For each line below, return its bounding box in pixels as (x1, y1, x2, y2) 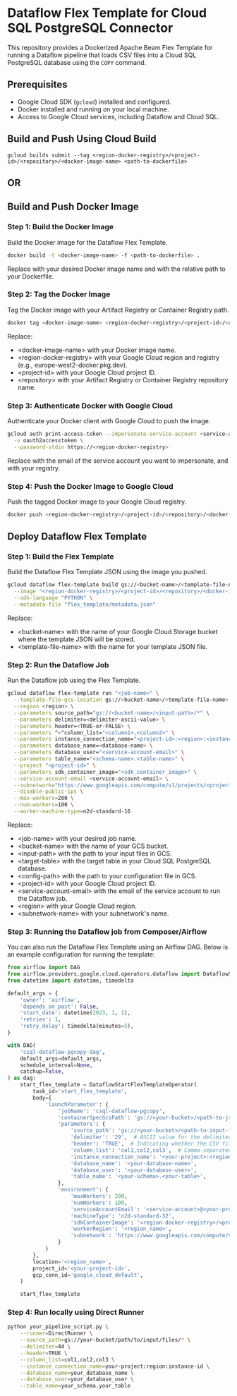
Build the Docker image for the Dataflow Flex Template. (7, 238, 168, 246)
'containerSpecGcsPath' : (57, 1114, 131, 1121)
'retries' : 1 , (20, 1016, 61, 1024)
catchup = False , (20, 1068, 65, 1075)
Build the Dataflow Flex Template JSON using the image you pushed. (7, 568, 207, 576)
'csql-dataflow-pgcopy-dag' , (20, 1048, 106, 1055)
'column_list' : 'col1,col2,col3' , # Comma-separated (70, 1146, 232, 1154)
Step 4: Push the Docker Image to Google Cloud (7, 481, 174, 491)
